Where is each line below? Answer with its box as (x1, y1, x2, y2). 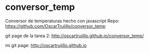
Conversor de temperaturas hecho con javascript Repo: (5, 18, 120, 24)
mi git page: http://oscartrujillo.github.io (5, 42, 87, 48)
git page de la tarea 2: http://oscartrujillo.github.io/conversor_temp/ (5, 33, 144, 39)
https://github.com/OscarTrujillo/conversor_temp (5, 23, 106, 29)
